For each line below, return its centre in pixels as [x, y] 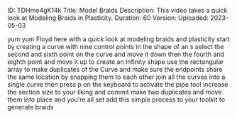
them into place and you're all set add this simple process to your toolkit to [116, 100]
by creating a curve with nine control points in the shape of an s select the [116, 47]
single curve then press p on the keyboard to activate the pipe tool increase [118, 84]
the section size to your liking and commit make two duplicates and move [115, 92]
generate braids [31, 107]
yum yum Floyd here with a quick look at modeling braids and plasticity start [119, 39]
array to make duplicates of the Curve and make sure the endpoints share [115, 69]
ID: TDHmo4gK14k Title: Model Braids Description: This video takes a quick [117, 10]
